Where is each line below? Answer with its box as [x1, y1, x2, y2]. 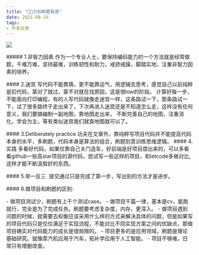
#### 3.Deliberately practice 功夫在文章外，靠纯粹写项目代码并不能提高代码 [6, 130, 192, 138]
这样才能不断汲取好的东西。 [6, 160, 74, 167]
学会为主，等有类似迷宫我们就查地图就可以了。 [16, 118, 131, 125]
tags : [6, 20, 20, 26]
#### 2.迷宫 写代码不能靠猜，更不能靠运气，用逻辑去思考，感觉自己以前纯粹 [6, 81, 193, 88]
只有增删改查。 [11, 243, 48, 250]
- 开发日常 [6, 25, 30, 31]
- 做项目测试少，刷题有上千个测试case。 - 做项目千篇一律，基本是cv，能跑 [6, 198, 188, 205]
